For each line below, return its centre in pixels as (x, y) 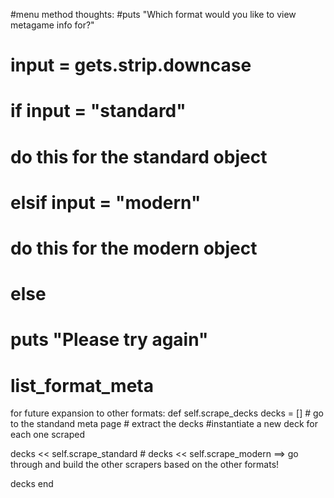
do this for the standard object (139, 156)
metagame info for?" (52, 25)
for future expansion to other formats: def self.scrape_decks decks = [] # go (167, 413)
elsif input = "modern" (106, 202)
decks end (32, 484)
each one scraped (47, 435)
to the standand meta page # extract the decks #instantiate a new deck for (164, 424)
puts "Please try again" (109, 340)
